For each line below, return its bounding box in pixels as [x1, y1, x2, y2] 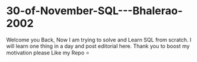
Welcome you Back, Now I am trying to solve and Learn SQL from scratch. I [6, 36, 192, 43]
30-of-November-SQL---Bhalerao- [6, 4, 183, 18]
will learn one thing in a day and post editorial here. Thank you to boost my [6, 43, 190, 50]
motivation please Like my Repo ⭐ [6, 49, 90, 56]
